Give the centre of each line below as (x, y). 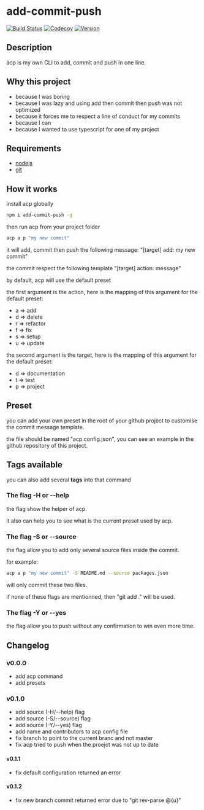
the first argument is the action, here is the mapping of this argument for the (102, 292)
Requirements (34, 148)
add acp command (39, 676)
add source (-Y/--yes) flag (49, 725)
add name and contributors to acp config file (72, 731)
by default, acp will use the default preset (59, 280)
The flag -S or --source (41, 537)
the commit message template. (45, 427)
